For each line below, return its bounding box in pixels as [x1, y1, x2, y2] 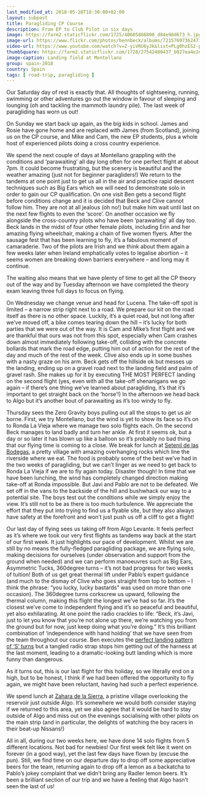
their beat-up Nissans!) [6, 725, 65, 732]
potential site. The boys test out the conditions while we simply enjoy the [6, 494, 190, 501]
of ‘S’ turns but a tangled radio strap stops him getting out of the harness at [6, 643, 197, 650]
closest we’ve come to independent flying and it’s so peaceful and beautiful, [6, 603, 199, 611]
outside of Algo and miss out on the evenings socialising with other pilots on [6, 712, 199, 719]
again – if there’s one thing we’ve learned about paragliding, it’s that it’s [6, 384, 186, 392]
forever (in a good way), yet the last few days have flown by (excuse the [6, 750, 189, 758]
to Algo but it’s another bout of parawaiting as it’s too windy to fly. [6, 397, 172, 405]
